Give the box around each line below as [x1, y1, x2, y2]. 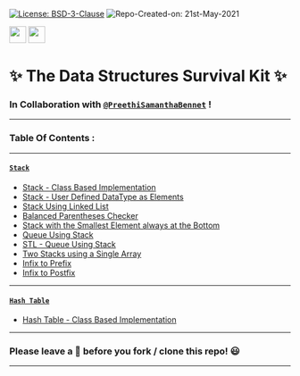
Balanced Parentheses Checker [21, 210, 138, 221]
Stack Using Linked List [21, 201, 109, 212]
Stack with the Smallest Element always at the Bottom [21, 220, 221, 230]
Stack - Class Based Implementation [21, 181, 156, 192]
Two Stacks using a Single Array [21, 248, 142, 259]
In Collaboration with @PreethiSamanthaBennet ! [9, 98, 212, 111]
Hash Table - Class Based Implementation [21, 314, 177, 325]
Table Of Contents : [9, 132, 96, 145]
